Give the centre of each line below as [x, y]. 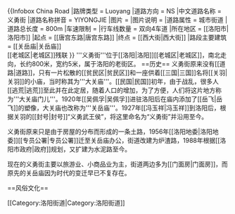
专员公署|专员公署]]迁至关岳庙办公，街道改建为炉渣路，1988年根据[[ [121, 140]
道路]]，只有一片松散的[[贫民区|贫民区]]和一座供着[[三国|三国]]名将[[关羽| [121, 73]
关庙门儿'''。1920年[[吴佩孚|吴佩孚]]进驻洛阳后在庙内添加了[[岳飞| [121, 99]
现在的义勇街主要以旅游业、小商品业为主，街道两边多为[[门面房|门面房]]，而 [118, 164]
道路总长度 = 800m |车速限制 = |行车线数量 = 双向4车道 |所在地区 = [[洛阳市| [118, 29]
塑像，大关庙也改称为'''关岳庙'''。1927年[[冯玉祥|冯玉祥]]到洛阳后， [122, 108]
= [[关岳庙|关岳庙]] [34, 46]
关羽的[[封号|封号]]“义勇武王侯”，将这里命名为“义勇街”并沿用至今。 [110, 117]
